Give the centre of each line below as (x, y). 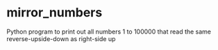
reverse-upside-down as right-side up (61, 38)
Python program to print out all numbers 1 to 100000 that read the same (109, 32)
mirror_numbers (54, 13)
